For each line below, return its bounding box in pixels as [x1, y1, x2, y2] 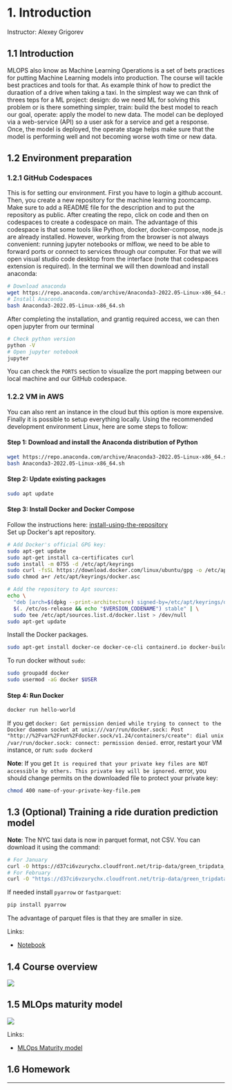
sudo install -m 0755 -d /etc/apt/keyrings [7, 560, 135, 568]
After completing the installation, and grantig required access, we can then [7, 315, 220, 323]
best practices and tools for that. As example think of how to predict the [7, 81, 212, 89]
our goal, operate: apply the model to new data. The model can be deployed [7, 110, 224, 118]
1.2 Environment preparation [7, 152, 133, 164]
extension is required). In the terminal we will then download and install [7, 262, 209, 270]
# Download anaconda [7, 283, 67, 290]
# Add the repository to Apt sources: [7, 586, 119, 593]
